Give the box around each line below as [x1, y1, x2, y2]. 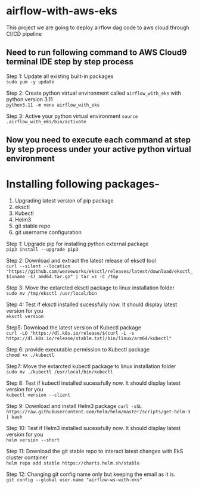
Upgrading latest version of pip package [14, 197, 114, 204]
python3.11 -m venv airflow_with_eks [6, 102, 100, 108]
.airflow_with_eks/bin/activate [6, 119, 86, 124]
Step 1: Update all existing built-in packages [6, 73, 114, 80]
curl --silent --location [6, 263, 70, 269]
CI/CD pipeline [6, 30, 42, 37]
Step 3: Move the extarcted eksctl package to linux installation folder [6, 284, 175, 291]
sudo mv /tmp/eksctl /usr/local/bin [6, 291, 97, 297]
